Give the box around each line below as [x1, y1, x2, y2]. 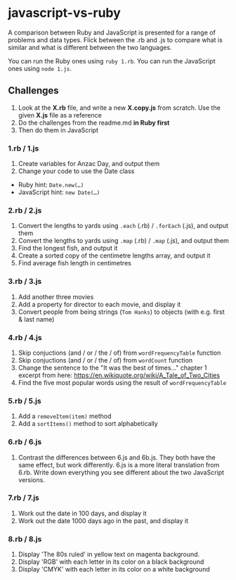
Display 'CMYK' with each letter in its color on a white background [18, 565, 210, 574]
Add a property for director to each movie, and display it [18, 300, 181, 308]
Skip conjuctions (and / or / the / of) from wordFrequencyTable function [18, 348, 221, 357]
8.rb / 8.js [8, 534, 42, 543]
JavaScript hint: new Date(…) [18, 188, 100, 196]
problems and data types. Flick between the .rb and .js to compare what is [8, 35, 223, 44]
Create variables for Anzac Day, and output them [18, 160, 160, 168]
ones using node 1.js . [8, 64, 72, 72]
